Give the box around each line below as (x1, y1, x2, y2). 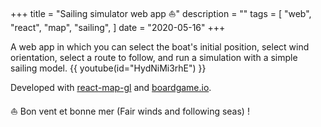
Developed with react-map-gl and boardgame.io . (10, 82, 212, 93)
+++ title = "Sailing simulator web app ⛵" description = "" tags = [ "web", (10, 8, 312, 19)
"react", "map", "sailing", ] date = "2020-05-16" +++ (10, 22, 226, 33)
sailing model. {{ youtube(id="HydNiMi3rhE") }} (10, 62, 207, 74)
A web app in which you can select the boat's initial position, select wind (10, 41, 310, 53)
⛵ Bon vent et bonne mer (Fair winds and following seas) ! (10, 105, 250, 117)
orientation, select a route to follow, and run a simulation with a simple (10, 52, 298, 63)
